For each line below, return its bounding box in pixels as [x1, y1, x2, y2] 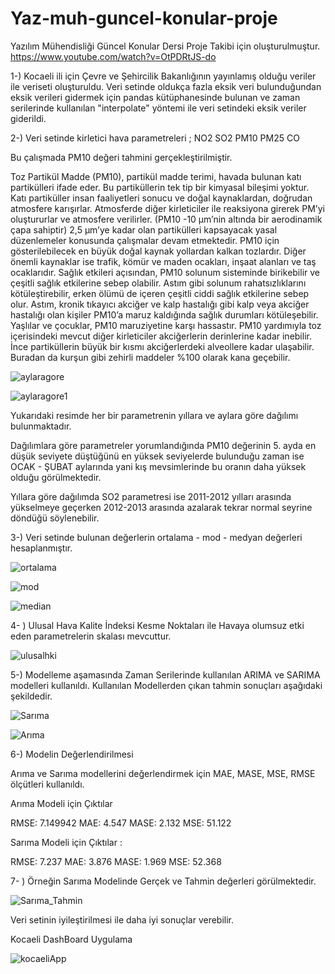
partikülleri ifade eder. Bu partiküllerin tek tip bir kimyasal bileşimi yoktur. [10, 181, 310, 193]
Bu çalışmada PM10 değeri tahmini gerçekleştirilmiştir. [10, 151, 233, 163]
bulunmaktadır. [10, 420, 72, 432]
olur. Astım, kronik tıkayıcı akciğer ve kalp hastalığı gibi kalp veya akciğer [10, 298, 310, 310]
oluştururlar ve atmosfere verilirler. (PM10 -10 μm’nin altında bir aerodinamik [10, 213, 323, 225]
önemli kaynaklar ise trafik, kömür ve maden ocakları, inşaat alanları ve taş [10, 255, 317, 267]
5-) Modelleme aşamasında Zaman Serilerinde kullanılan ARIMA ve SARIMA [10, 668, 321, 681]
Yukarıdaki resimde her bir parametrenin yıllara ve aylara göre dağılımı [10, 409, 299, 421]
